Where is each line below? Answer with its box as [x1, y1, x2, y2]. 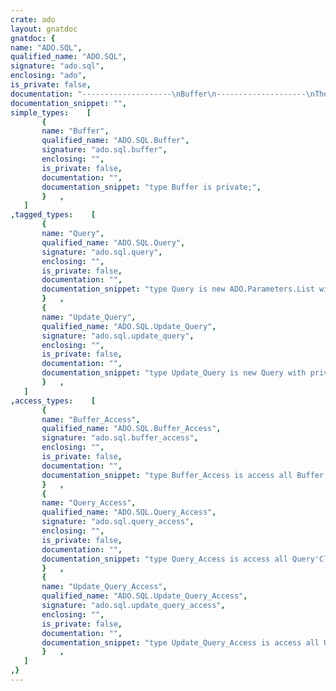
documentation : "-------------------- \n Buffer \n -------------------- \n [10, 89, 315, 99]
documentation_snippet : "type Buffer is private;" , [41, 182, 262, 192]
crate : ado [10, 14, 56, 25]
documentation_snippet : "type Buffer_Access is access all [41, 470, 293, 480]
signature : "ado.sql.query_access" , [41, 517, 195, 527]
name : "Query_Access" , [41, 498, 137, 508]
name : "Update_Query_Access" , [41, 582, 168, 592]
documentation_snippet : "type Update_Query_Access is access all [41, 637, 320, 648]
